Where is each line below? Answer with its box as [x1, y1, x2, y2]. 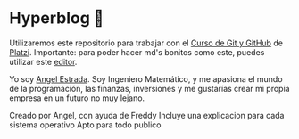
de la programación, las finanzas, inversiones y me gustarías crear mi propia [9, 83, 290, 94]
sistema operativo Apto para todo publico [9, 119, 162, 130]
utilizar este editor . [9, 56, 78, 67]
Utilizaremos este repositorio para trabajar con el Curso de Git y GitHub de [9, 37, 284, 48]
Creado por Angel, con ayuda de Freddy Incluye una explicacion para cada [9, 110, 285, 120]
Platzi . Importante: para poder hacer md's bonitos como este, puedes [9, 46, 265, 57]
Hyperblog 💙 [9, 8, 104, 29]
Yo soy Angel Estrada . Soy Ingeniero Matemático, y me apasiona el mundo [9, 73, 283, 84]
